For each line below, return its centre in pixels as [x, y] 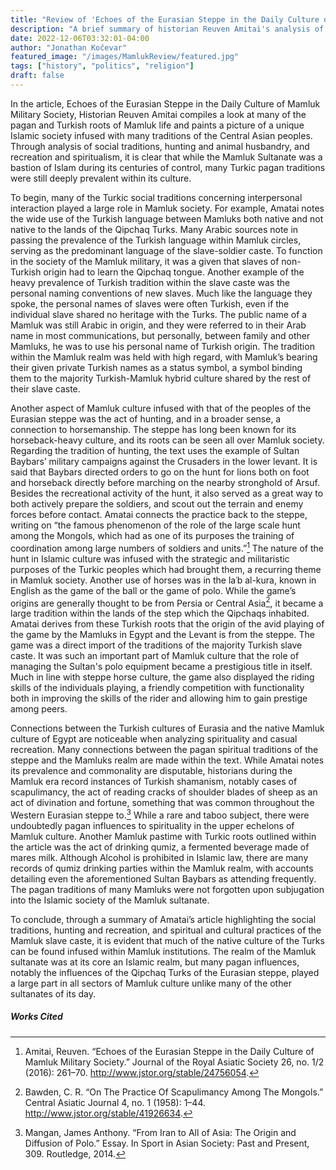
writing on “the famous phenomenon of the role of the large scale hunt [155, 525]
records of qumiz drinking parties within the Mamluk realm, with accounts [162, 868]
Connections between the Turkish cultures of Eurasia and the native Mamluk [167, 728]
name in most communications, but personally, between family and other [160, 335]
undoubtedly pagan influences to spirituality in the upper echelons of [152, 825]
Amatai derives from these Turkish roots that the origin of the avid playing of [167, 624]
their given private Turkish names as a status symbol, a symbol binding [156, 367]
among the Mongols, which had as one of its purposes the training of [152, 535]
